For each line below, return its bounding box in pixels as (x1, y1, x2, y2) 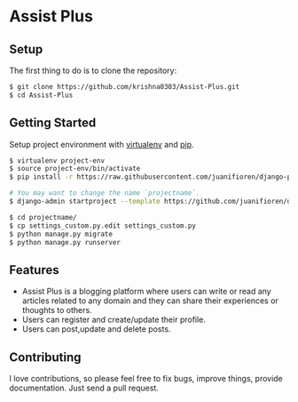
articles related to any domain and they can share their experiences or (21, 295, 279, 306)
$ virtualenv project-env (9, 156, 105, 165)
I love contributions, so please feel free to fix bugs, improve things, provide (9, 374, 284, 384)
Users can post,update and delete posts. (21, 324, 171, 334)
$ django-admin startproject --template (9, 197, 161, 206)
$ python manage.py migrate (9, 229, 114, 238)
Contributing (9, 350, 82, 365)
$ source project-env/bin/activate (9, 165, 141, 173)
